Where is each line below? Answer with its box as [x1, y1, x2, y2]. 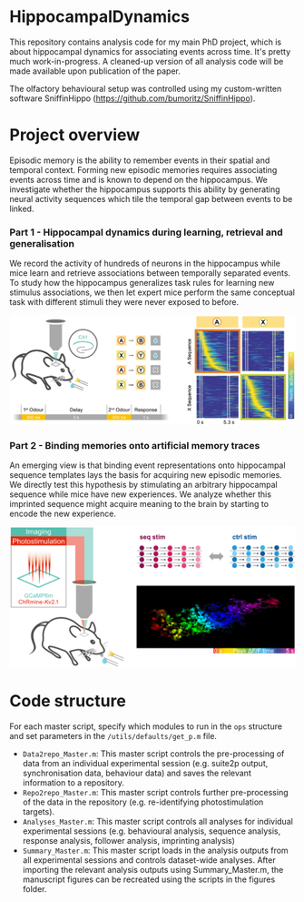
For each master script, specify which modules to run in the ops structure [9, 721, 283, 732]
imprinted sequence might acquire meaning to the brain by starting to [9, 498, 270, 509]
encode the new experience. [9, 508, 116, 519]
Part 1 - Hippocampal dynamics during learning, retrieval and [9, 226, 283, 238]
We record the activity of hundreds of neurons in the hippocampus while [9, 258, 281, 269]
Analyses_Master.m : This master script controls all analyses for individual [22, 816, 293, 826]
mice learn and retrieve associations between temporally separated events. [9, 268, 291, 279]
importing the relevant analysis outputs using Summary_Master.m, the [22, 864, 284, 875]
